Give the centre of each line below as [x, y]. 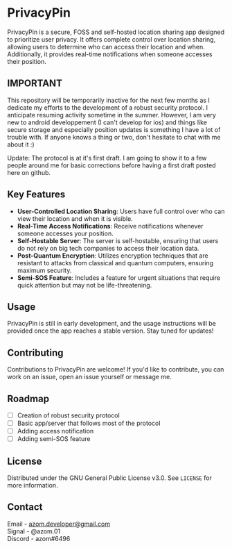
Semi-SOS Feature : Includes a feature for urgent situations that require [118, 277]
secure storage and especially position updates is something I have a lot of [114, 129]
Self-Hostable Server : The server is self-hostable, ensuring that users [118, 240]
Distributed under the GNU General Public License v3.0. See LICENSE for [110, 478]
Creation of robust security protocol [68, 415]
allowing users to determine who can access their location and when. [106, 47]
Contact [25, 507]
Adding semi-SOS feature [54, 439]
